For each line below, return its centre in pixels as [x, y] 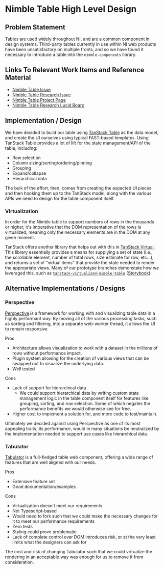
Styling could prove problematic [44, 532]
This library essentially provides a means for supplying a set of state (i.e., [79, 252]
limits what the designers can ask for [49, 542]
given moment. [20, 237]
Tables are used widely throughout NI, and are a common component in [77, 39]
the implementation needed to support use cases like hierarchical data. [77, 434]
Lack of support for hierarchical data [49, 388]
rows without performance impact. [47, 353]
